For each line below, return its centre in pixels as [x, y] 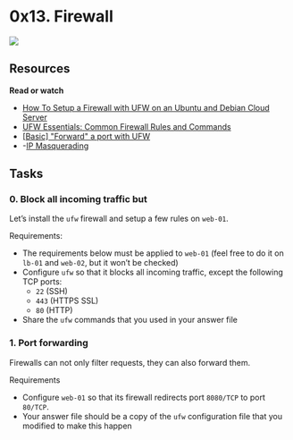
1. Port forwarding [49, 343]
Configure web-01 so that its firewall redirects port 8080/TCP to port [143, 397]
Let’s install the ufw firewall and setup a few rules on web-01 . [119, 219]
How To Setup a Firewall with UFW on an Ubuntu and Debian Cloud [146, 107]
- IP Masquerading [55, 146]
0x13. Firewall [62, 17]
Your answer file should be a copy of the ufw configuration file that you [152, 416]
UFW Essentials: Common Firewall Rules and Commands [126, 126]
